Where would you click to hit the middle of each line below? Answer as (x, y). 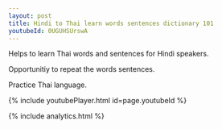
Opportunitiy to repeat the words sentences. (82, 69)
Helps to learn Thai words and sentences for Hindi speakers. (109, 54)
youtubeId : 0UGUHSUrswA (48, 31)
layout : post (30, 16)
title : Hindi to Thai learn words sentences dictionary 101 (111, 23)
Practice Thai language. (47, 85)
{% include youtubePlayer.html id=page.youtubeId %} (98, 101)
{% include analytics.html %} (56, 116)
